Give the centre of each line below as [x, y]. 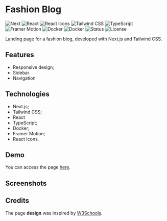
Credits [17, 201]
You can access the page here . [38, 167]
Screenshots [26, 183]
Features [20, 55]
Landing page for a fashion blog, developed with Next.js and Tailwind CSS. [84, 39]
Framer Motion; [29, 133]
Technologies [28, 94]
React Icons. [26, 139]
